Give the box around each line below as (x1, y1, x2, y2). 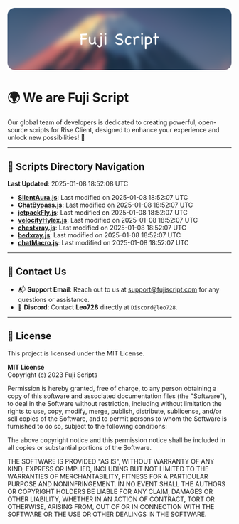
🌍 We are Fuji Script (7, 90, 129, 106)
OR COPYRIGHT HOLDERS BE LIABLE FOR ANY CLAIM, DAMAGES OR (7, 487, 213, 496)
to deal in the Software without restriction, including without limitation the (7, 399, 222, 407)
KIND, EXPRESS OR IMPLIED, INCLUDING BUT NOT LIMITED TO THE (7, 464, 209, 473)
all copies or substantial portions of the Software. (7, 443, 152, 451)
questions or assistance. (17, 295, 90, 304)
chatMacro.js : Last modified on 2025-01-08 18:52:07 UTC (17, 239, 189, 247)
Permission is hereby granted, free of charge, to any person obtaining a (7, 384, 217, 392)
